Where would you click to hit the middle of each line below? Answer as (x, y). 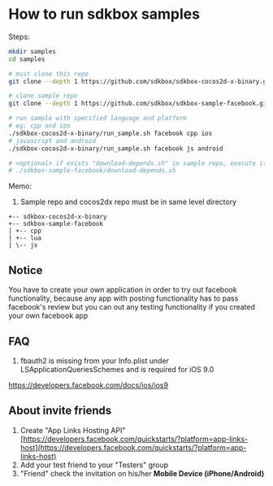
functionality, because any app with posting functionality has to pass (123, 298)
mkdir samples (32, 51)
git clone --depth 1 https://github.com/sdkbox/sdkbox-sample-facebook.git (139, 104)
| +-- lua (25, 238)
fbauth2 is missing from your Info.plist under (94, 360)
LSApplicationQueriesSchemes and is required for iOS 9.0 (117, 369)
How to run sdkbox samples (104, 14)
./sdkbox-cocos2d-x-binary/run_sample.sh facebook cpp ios (110, 133)
